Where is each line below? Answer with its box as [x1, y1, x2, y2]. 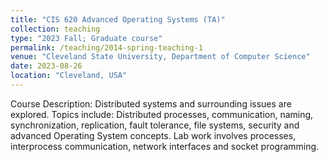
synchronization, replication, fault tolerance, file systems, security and [10, 119, 300, 131]
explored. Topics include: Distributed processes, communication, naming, [10, 108, 314, 120]
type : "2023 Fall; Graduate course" [10, 33, 163, 43]
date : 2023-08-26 [10, 61, 83, 71]
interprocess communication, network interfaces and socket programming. [10, 140, 320, 152]
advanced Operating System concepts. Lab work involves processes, [10, 129, 297, 141]
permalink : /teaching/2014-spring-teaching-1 [10, 42, 203, 53]
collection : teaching [10, 24, 101, 34]
